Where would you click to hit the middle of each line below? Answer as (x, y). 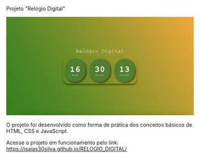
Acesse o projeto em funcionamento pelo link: (62, 143)
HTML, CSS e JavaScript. (37, 131)
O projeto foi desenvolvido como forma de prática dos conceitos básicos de (99, 125)
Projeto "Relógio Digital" (36, 9)
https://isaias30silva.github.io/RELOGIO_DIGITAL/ (67, 149)
